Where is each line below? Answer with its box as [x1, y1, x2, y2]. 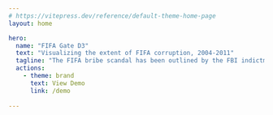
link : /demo [29, 87, 71, 95]
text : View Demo [29, 79, 85, 87]
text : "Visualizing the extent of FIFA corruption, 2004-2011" [15, 49, 234, 57]
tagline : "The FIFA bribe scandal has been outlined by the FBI [15, 57, 238, 65]
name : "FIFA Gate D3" [15, 41, 89, 49]
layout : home [8, 19, 53, 28]
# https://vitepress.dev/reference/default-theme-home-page [8, 11, 217, 20]
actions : [15, 64, 45, 73]
